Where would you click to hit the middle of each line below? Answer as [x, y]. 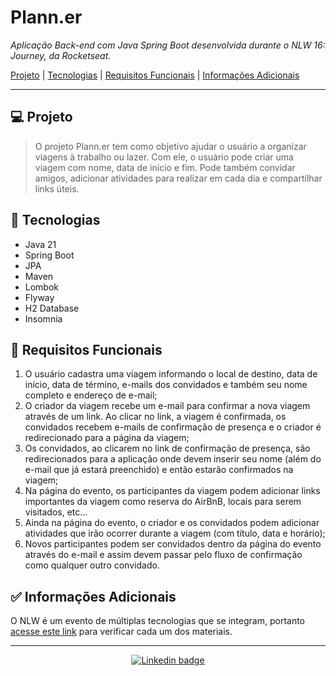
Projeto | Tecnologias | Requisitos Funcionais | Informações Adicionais [155, 75]
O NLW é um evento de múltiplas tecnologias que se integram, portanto [157, 621]
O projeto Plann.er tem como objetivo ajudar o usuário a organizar [170, 146]
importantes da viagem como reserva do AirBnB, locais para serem [163, 502]
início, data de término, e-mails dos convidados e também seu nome [166, 385]
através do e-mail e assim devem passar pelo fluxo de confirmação [163, 555]
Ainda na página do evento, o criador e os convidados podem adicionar [172, 523]
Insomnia [43, 318]
